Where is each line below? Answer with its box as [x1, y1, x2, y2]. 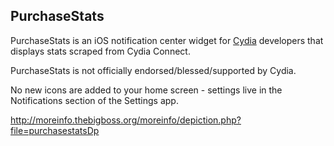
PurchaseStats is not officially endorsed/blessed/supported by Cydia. [10, 64, 297, 76]
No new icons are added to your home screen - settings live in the [10, 84, 283, 96]
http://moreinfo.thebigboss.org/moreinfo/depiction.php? [10, 114, 242, 126]
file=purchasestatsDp [10, 124, 100, 136]
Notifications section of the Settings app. [10, 94, 179, 106]
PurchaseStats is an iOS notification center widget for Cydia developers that [10, 34, 324, 46]
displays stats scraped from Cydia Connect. [10, 45, 191, 57]
